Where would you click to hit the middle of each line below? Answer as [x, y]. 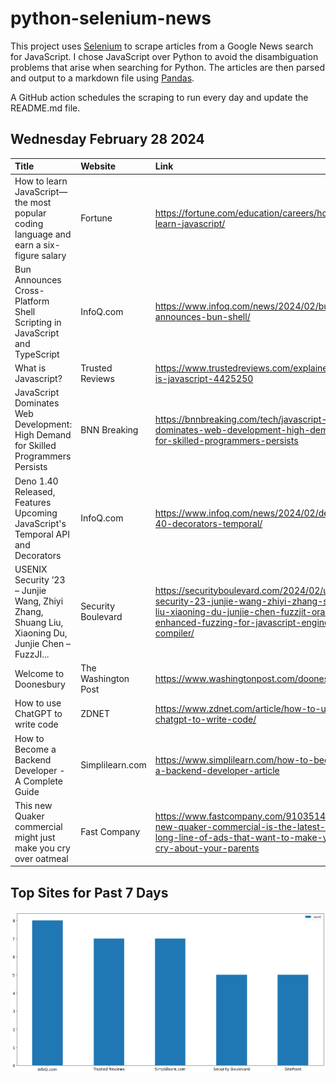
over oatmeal [41, 858]
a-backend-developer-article [217, 770]
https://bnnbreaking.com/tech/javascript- [241, 419]
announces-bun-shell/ [202, 317]
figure [27, 255]
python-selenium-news [111, 18]
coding [29, 223]
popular [30, 213]
